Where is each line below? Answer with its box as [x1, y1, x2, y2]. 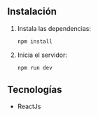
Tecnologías [7, 84, 62, 96]
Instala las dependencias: [17, 24, 91, 32]
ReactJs [17, 102, 41, 111]
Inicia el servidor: [17, 51, 68, 59]
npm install [17, 38, 52, 45]
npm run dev [17, 64, 52, 71]
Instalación [7, 6, 57, 18]
